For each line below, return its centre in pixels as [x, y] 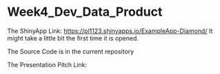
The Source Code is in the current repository [71, 51]
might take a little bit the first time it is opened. [73, 38]
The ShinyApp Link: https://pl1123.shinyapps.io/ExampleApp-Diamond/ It [110, 31]
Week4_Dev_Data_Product [85, 12]
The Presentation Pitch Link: [47, 64]
